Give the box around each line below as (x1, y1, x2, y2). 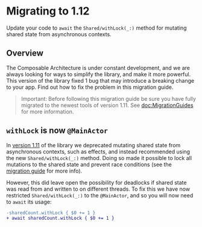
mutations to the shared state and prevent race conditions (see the (6, 161, 172, 168)
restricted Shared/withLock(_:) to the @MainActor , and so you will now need (6, 191, 194, 199)
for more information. (21, 107, 74, 115)
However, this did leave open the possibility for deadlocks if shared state (6, 179, 187, 186)
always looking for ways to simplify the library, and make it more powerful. (6, 71, 191, 78)
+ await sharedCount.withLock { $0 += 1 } (6, 216, 115, 222)
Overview (6, 48, 44, 59)
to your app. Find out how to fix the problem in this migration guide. (6, 83, 174, 91)
